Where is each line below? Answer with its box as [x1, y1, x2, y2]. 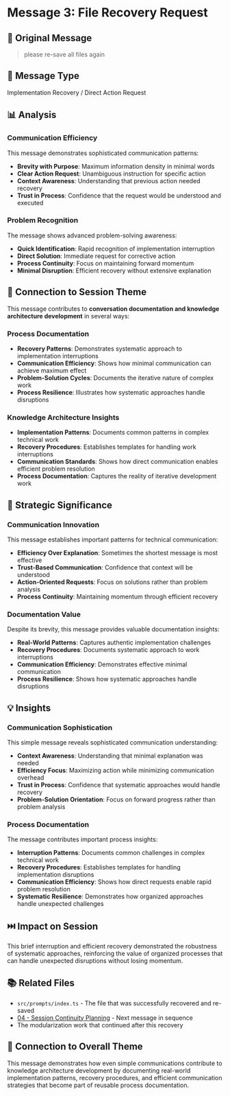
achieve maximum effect [16, 366, 87, 375]
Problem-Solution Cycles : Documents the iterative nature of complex [16, 373, 214, 382]
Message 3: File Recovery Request [7, 5, 208, 21]
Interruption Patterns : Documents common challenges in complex [16, 849, 205, 857]
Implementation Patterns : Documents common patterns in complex [16, 428, 209, 436]
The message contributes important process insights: [7, 835, 158, 843]
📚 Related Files [7, 977, 75, 989]
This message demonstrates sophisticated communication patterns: [7, 149, 199, 157]
